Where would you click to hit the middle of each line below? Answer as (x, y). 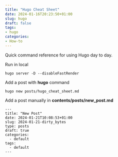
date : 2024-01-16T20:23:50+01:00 (39, 14)
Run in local (17, 64)
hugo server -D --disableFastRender (42, 73)
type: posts (17, 126)
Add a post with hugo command (37, 82)
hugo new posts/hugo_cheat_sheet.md (42, 91)
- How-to (14, 41)
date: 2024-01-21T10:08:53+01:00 (39, 118)
